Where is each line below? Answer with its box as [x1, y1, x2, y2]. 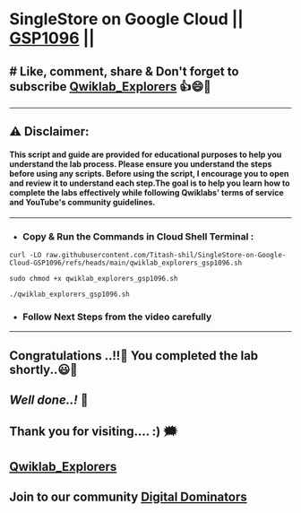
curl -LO [9, 250, 42, 259]
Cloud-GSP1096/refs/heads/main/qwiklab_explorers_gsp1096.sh [9, 258, 243, 267]
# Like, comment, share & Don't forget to [9, 64, 239, 79]
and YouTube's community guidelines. [9, 196, 156, 207]
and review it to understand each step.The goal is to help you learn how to [9, 178, 290, 188]
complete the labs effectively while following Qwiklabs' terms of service [9, 187, 284, 197]
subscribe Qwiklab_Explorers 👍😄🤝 [9, 79, 212, 94]
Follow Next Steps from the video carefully [21, 310, 212, 323]
